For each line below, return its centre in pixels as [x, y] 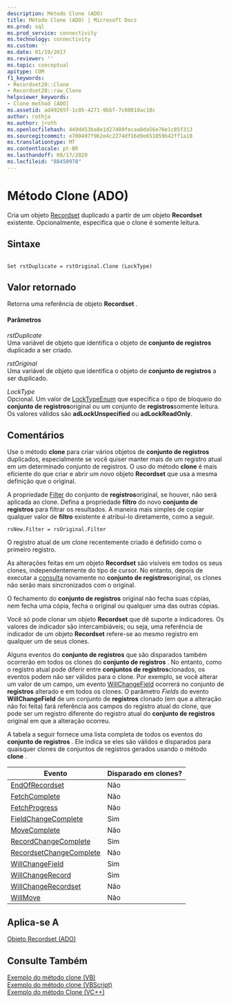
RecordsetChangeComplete [56, 853]
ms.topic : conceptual [38, 65]
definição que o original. [42, 481]
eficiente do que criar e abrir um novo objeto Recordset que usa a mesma [112, 474]
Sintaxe [24, 244]
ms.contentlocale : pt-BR [43, 149]
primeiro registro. [32, 550]
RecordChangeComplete [51, 842]
